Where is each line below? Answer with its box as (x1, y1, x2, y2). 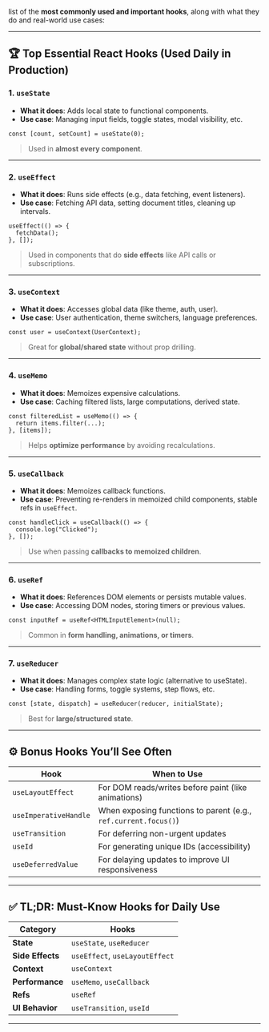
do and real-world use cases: (8, 15, 106, 25)
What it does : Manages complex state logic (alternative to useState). (19, 676, 247, 686)
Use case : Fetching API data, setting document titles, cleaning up (19, 198, 236, 208)
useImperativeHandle (12, 811, 90, 820)
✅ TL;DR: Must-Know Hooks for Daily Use (8, 900, 220, 913)
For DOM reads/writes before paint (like (98, 782, 247, 793)
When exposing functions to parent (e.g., (98, 805, 252, 816)
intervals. (19, 206, 51, 216)
